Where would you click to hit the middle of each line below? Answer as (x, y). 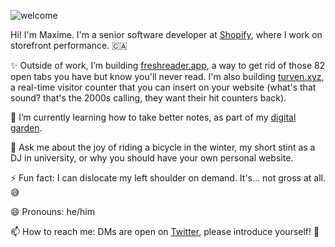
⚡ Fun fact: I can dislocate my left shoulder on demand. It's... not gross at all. (168, 178)
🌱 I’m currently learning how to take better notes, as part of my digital (153, 117)
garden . (26, 128)
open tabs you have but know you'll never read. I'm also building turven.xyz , (167, 76)
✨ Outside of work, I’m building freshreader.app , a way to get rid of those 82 (168, 65)
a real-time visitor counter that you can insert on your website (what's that (163, 87)
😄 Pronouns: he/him (52, 211)
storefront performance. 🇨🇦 (69, 45)
